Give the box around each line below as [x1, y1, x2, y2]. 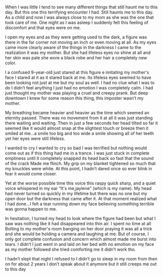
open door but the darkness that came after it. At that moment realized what [5, 196, 157, 201]
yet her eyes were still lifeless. [5, 136, 65, 141]
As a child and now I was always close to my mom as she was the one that [5, 15, 154, 20]
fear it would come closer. [5, 171, 57, 176]
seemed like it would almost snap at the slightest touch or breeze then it [5, 125, 149, 131]
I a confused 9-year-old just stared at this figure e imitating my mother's [5, 69, 149, 75]
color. [5, 60, 16, 66]
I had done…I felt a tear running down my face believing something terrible [5, 201, 154, 207]
